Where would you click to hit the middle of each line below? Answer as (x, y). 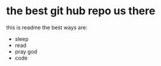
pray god (26, 51)
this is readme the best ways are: (47, 27)
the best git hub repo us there (81, 11)
